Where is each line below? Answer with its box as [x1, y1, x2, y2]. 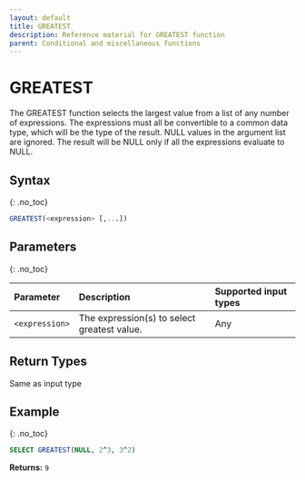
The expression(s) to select [78, 311, 196, 324]
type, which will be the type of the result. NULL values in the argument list [9, 127, 286, 138]
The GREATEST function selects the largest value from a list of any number [9, 108, 290, 119]
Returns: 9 [9, 462, 50, 473]
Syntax [9, 172, 51, 188]
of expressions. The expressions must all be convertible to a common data [9, 117, 289, 128]
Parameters [9, 240, 77, 255]
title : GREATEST [9, 22, 71, 31]
